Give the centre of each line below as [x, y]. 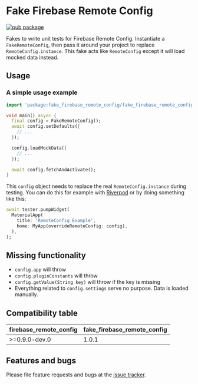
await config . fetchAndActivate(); [54, 170]
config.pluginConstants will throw [56, 276]
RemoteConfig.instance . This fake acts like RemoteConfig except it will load [95, 51]
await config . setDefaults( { [46, 127]
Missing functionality [46, 255]
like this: [16, 199]
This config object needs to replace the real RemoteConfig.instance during [96, 186]
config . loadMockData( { [39, 148]
